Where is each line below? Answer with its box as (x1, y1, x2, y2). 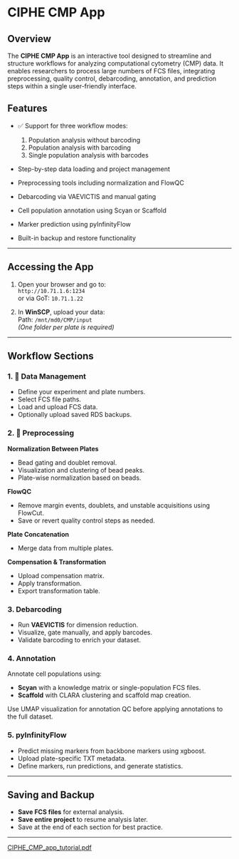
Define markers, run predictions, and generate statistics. (17, 761, 184, 770)
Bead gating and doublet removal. (17, 458, 117, 467)
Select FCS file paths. (17, 395, 82, 403)
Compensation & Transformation (7, 557, 107, 566)
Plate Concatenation (7, 530, 70, 538)
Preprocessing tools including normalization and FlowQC (17, 178, 185, 187)
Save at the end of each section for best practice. (17, 823, 164, 831)
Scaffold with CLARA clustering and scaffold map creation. (17, 691, 191, 699)
